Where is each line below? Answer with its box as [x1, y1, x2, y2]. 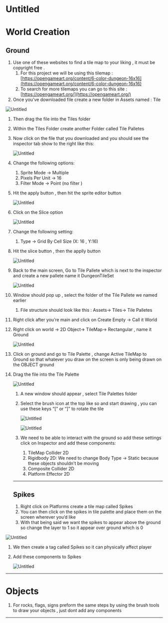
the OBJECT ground [12, 362, 54, 368]
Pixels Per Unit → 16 [20, 175, 62, 181]
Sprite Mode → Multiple [20, 170, 69, 176]
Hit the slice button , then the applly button [12, 248, 101, 254]
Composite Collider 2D [27, 466, 74, 472]
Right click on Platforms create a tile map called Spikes [20, 504, 134, 509]
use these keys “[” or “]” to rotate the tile [20, 406, 104, 412]
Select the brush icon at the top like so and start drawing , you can [20, 401, 157, 407]
